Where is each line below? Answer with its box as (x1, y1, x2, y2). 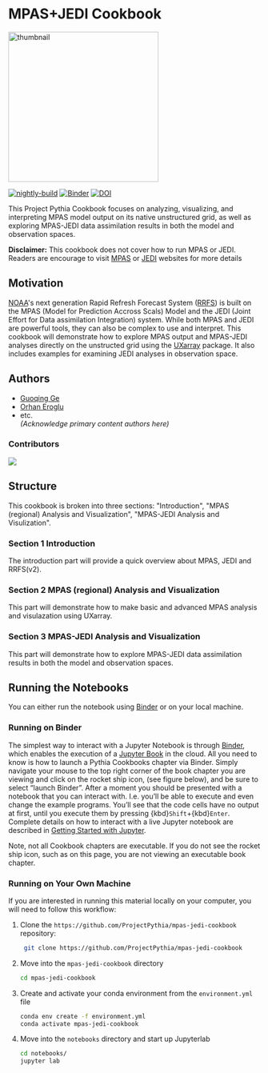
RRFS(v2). (8, 564, 42, 574)
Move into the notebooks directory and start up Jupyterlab (19, 1034, 210, 1044)
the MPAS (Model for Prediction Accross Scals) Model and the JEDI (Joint (8, 306, 251, 316)
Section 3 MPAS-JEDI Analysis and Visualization (8, 631, 201, 643)
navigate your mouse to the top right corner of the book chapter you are (8, 766, 246, 775)
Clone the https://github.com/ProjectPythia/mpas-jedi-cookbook (19, 919, 238, 929)
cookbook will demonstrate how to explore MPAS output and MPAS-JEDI (8, 331, 248, 341)
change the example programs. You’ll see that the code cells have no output (8, 799, 259, 809)
